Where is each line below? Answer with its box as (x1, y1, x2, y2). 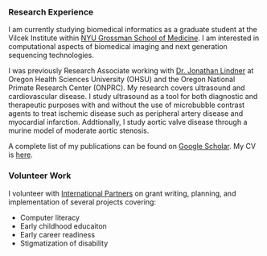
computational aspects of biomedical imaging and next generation (8, 42, 228, 52)
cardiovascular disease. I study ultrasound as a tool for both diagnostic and (8, 92, 258, 101)
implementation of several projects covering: (8, 196, 157, 207)
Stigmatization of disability (19, 238, 109, 248)
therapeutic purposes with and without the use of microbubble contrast (8, 100, 245, 110)
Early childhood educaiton (19, 221, 107, 231)
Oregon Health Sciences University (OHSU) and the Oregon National (8, 75, 236, 85)
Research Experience (8, 6, 94, 18)
